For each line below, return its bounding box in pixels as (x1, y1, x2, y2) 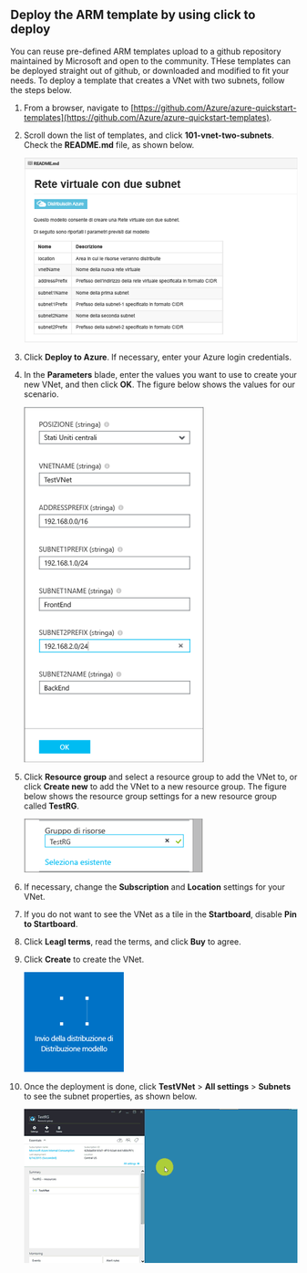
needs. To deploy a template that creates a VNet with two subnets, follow (10, 75, 285, 86)
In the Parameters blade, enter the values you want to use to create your (23, 369, 297, 380)
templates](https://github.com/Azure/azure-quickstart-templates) (23, 111, 270, 122)
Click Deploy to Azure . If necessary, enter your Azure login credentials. (23, 351, 292, 362)
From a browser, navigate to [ (23, 102, 135, 113)
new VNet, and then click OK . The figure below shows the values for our (23, 379, 295, 390)
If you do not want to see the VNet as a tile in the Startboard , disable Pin (23, 908, 297, 920)
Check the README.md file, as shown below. (23, 139, 195, 150)
